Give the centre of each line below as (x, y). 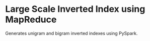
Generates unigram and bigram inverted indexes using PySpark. (71, 33)
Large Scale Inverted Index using (75, 9)
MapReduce (31, 20)
